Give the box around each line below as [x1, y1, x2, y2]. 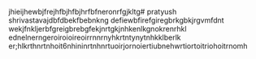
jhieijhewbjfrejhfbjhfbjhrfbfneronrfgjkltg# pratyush [8, 7, 177, 16]
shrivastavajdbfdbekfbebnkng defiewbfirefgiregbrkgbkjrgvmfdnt [8, 15, 225, 25]
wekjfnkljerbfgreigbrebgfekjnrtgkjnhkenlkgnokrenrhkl [8, 24, 187, 33]
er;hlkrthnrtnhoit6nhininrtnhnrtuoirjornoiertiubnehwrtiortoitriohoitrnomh [8, 41, 248, 51]
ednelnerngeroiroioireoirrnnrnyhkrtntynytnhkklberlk [8, 32, 181, 42]
